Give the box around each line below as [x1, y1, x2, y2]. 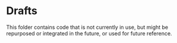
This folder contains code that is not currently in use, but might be [6, 24, 169, 31]
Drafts [6, 4, 38, 18]
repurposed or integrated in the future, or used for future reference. [6, 29, 172, 37]
